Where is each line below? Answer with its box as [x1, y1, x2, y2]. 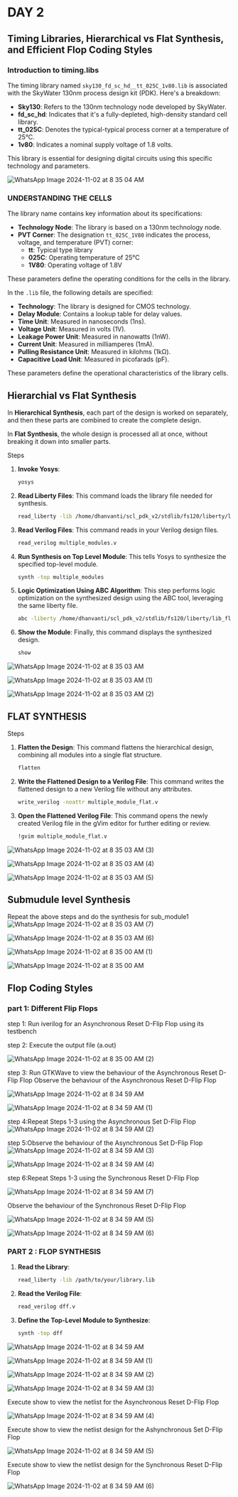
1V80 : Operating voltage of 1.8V [28, 261, 122, 270]
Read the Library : [17, 1263, 70, 1272]
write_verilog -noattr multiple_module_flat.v [17, 798, 158, 806]
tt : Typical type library [28, 246, 94, 255]
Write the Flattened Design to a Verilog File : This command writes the [17, 777, 225, 786]
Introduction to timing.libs [7, 65, 99, 75]
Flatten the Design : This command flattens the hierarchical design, [17, 743, 215, 752]
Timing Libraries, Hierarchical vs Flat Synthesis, [7, 33, 224, 45]
